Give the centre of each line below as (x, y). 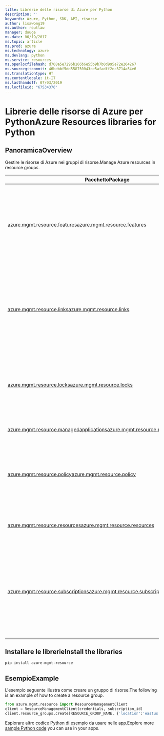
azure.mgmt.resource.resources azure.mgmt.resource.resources (81, 525)
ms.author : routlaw (25, 28)
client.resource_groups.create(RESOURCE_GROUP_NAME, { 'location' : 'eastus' (83, 713)
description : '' (21, 14)
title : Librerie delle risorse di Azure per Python (59, 10)
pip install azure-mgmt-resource (39, 663)
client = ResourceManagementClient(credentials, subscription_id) (74, 709)
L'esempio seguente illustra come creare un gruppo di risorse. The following (81, 690)
